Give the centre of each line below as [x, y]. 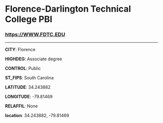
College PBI [29, 19]
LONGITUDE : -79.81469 [29, 97]
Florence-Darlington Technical [68, 9]
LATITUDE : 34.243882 [28, 87]
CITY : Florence [20, 50]
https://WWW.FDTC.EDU [35, 35]
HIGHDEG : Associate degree [33, 59]
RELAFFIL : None [21, 106]
